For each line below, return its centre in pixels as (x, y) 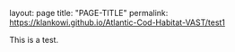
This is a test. (34, 40)
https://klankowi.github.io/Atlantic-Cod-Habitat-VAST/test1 (117, 22)
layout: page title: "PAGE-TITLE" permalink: (89, 13)
